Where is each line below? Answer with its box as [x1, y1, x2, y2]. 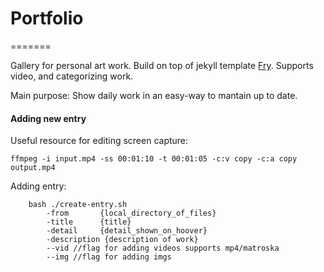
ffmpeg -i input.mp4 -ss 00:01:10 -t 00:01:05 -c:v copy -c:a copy [10, 154, 298, 164]
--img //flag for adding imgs [46, 252, 172, 262]
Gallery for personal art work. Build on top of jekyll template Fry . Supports [10, 59, 314, 71]
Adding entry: [10, 180, 67, 192]
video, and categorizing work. [10, 70, 134, 82]
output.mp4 [10, 163, 56, 173]
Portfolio [10, 7, 84, 30]
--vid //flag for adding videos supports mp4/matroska [46, 243, 280, 254]
